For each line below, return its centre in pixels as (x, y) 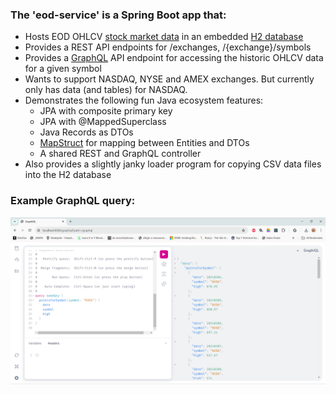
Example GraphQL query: (73, 201)
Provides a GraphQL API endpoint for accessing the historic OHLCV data (174, 58)
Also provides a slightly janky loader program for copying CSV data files (173, 164)
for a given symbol (63, 69)
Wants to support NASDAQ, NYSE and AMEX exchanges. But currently (169, 79)
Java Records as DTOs (86, 132)
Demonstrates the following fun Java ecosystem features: (144, 100)
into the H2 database (68, 175)
